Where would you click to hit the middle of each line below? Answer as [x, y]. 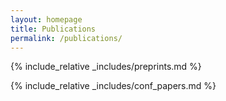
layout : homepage [46, 19]
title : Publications [53, 29]
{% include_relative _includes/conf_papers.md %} [113, 86]
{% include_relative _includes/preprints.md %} [106, 67]
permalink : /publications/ [66, 38]
